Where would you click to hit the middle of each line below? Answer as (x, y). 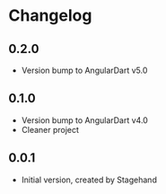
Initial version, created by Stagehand (89, 180)
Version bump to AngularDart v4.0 (85, 120)
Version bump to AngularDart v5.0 (84, 70)
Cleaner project (50, 129)
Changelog (50, 16)
